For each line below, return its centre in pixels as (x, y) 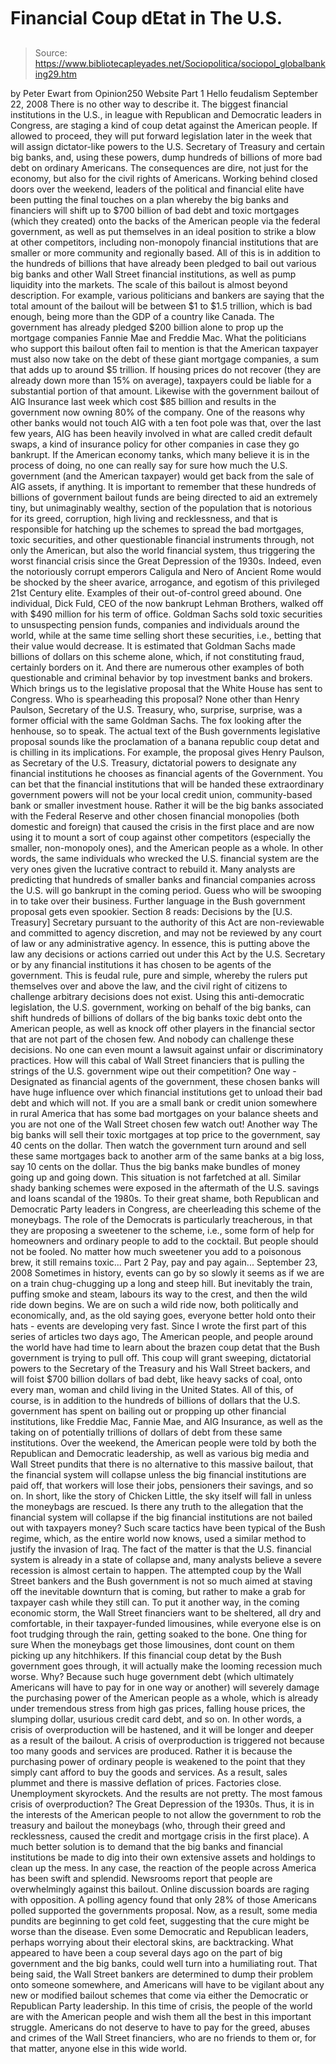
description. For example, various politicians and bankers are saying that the (167, 295)
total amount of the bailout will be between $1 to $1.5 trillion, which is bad (161, 306)
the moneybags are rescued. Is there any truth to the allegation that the (157, 1506)
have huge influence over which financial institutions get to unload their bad (166, 1092)
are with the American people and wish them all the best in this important (161, 2016)
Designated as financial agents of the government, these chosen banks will (165, 1081)
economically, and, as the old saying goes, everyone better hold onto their (163, 1315)
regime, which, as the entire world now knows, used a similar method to (158, 1538)
